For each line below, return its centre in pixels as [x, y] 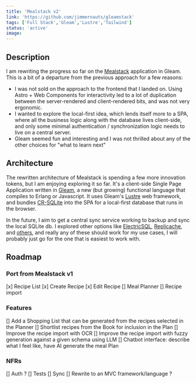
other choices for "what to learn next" [60, 145]
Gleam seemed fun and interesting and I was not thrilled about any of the [102, 138]
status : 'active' [27, 28]
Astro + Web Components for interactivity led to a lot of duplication [95, 95]
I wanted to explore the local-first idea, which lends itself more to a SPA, [102, 113]
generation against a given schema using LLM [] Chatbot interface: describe [98, 339]
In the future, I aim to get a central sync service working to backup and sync [98, 220]
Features [19, 308]
